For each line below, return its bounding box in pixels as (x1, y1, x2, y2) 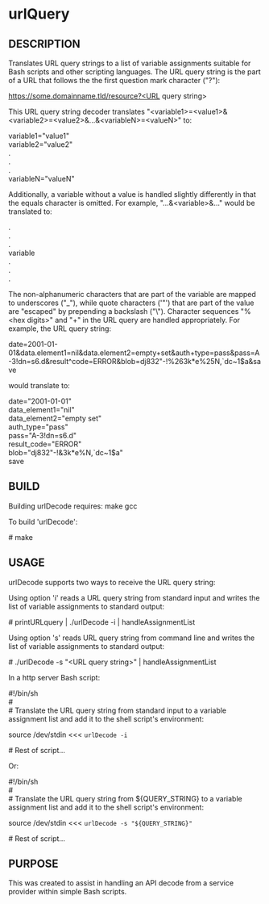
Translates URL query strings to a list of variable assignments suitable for (8, 58, 251, 68)
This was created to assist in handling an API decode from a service (8, 878, 234, 888)
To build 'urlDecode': (8, 517, 78, 526)
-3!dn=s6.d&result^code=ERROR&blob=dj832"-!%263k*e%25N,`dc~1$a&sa (8, 357, 262, 366)
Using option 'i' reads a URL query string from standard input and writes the (8, 592, 260, 602)
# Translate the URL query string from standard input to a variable (8, 705, 227, 715)
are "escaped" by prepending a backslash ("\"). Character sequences (8, 307, 239, 316)
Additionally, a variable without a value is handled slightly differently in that (8, 190, 256, 199)
